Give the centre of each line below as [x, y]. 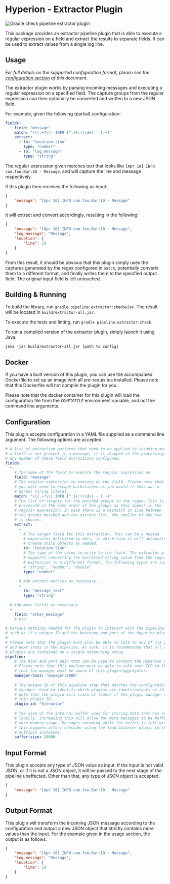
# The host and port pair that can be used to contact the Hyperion [88, 661]
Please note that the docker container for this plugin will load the [73, 395]
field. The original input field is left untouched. [53, 279]
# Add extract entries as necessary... [60, 581]
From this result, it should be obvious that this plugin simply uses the [77, 262]
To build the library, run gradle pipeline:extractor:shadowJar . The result [81, 307]
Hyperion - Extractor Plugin [64, 9]
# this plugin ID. [34, 699]
